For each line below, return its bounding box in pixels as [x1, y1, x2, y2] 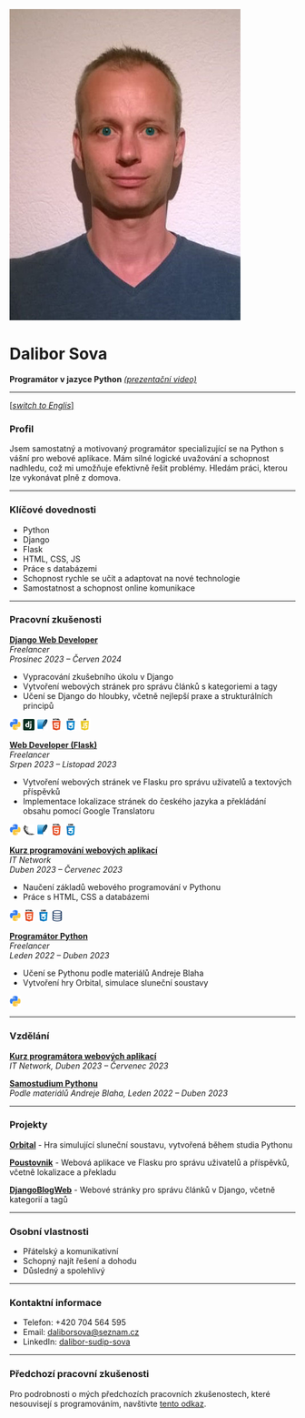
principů [22, 700, 54, 711]
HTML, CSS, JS [22, 553, 81, 564]
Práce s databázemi [22, 562, 98, 573]
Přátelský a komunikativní [22, 1246, 119, 1257]
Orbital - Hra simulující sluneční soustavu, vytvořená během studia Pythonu [9, 1139, 293, 1150]
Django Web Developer [9, 633, 98, 645]
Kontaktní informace [9, 1297, 103, 1310]
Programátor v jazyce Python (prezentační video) [9, 373, 197, 384]
